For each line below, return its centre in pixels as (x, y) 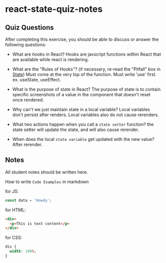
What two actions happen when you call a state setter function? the (83, 124)
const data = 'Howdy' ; (28, 200)
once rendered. (28, 100)
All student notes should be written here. (47, 172)
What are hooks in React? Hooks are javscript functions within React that (86, 54)
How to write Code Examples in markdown (47, 182)
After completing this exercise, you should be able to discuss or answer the (82, 39)
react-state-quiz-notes (54, 9)
